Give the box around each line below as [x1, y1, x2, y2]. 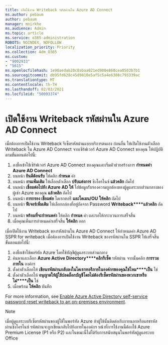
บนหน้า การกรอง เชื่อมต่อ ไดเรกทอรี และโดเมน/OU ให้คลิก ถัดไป [12, 195, 121, 201]
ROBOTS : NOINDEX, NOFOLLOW [5, 40, 62, 45]
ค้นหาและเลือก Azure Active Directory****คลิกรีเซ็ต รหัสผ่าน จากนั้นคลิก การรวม [12, 255, 159, 261]
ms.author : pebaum [5, 12, 44, 17]
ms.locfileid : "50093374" [5, 91, 59, 96]
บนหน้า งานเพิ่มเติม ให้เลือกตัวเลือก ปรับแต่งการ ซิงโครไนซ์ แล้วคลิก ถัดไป [12, 179, 134, 185]
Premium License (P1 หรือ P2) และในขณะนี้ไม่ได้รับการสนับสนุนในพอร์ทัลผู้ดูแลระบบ [5, 329, 154, 335]
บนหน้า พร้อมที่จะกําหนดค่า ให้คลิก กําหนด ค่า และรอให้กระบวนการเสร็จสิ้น [12, 212, 135, 218]
